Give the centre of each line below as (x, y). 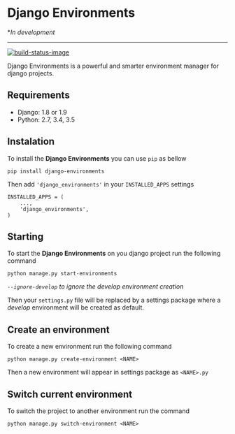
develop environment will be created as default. (76, 308)
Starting (26, 237)
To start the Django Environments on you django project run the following (114, 254)
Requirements (38, 95)
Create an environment (58, 330)
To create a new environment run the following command (90, 347)
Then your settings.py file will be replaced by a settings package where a (114, 300)
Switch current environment (70, 394)
